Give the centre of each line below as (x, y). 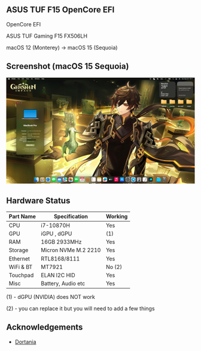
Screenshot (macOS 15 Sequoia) (68, 66)
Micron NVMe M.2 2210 (71, 250)
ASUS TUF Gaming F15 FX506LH (47, 36)
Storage (19, 250)
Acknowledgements (45, 327)
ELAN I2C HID (58, 276)
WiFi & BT (21, 267)
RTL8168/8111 (60, 258)
